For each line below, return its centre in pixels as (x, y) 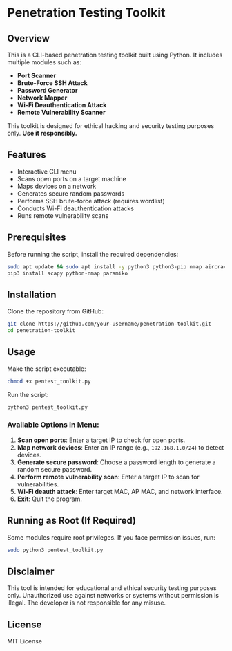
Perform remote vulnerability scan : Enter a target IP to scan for (108, 477)
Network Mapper (42, 98)
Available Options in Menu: (53, 425)
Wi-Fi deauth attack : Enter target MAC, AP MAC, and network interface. (120, 491)
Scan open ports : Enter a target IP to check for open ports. (101, 440)
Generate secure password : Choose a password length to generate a (116, 462)
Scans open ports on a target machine (71, 178)
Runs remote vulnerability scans (63, 215)
